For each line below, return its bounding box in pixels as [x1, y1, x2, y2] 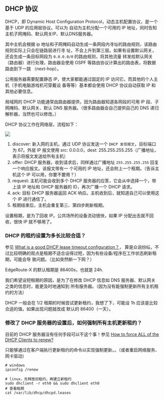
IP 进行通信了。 [18, 196, 49, 202]
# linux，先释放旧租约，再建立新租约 [5, 376, 72, 382]
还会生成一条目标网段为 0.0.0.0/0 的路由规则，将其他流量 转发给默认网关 [5, 53, 153, 59]
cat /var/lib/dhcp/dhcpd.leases [5, 391, 71, 396]
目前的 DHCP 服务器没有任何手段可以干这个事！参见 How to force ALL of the [5, 331, 159, 337]
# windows [5, 363, 25, 368]
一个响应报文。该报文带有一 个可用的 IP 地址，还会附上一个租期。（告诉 [12, 165, 155, 171]
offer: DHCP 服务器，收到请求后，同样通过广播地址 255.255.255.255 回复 [12, 159, 159, 165]
